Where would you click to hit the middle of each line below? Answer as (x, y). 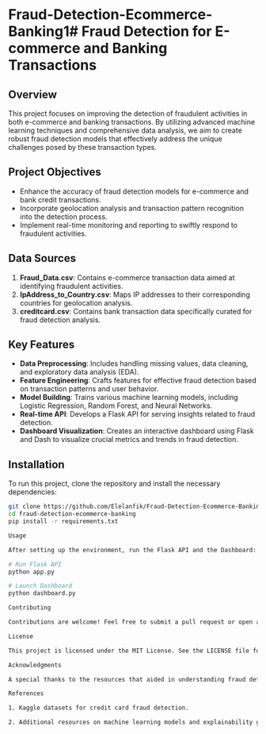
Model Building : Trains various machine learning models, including (129, 398)
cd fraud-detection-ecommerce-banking (72, 514)
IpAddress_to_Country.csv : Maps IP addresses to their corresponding (135, 294)
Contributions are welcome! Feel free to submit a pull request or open (131, 622)
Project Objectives (55, 172)
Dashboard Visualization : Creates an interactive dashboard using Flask (137, 431)
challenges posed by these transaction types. (82, 147)
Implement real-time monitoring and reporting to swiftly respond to (129, 225)
